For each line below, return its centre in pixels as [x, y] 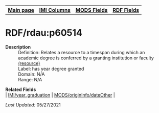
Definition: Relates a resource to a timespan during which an [82, 52]
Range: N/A [30, 79]
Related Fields [21, 89]
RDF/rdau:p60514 [44, 33]
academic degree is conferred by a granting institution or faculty [86, 58]
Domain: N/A [31, 74]
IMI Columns [55, 10]
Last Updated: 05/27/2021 [33, 105]
